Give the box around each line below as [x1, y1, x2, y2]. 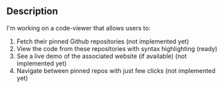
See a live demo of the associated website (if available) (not [16, 52, 187, 60]
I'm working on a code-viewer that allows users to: [6, 23, 151, 32]
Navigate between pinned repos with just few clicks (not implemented [16, 66, 216, 75]
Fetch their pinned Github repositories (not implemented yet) [16, 37, 189, 46]
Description [6, 6, 58, 17]
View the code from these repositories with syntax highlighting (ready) [16, 44, 218, 52]
